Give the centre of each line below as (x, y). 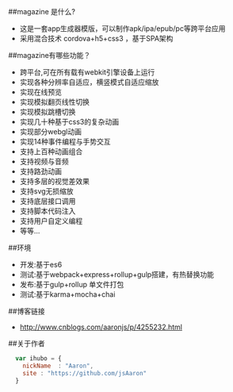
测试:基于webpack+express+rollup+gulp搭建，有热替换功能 (117, 275)
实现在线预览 (40, 92)
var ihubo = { (38, 359)
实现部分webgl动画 (50, 132)
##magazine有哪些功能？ (50, 55)
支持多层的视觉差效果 (54, 181)
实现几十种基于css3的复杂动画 (69, 122)
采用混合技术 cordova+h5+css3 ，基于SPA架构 (96, 38)
